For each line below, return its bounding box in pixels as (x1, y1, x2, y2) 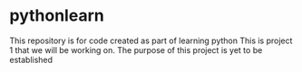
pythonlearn (9, 5, 104, 26)
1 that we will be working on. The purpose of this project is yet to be (9, 44, 263, 55)
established (9, 54, 53, 65)
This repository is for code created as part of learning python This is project (9, 35, 293, 46)
